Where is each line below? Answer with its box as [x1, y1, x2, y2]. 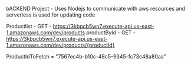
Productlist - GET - [6, 23, 52, 30]
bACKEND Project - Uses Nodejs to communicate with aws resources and [6, 5, 186, 12]
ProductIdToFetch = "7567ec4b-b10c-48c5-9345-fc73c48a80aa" [6, 53, 166, 60]
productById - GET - [86, 29, 136, 36]
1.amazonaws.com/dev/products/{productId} [6, 41, 115, 48]
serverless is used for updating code [6, 11, 95, 18]
